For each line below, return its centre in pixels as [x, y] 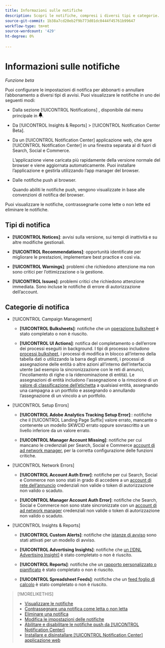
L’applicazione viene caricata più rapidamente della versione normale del [86, 160]
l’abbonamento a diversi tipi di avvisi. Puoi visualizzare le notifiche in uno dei [82, 95]
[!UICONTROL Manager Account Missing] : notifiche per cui [81, 440]
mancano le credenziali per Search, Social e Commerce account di [87, 445]
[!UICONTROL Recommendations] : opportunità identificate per [77, 252]
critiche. [28, 456]
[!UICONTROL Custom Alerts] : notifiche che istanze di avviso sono [88, 535]
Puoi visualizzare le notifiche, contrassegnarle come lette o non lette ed [78, 204]
